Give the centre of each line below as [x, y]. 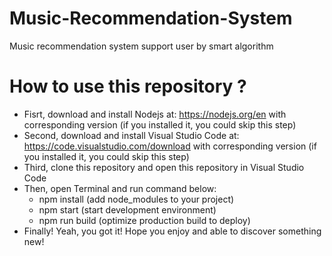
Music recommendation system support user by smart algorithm [141, 46]
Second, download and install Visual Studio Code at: [131, 135]
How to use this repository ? [128, 86]
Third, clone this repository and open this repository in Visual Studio [164, 167]
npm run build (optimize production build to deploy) [144, 220]
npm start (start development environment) [127, 209]
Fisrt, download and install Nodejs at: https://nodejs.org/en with [155, 114]
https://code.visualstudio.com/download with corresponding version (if [170, 146]
